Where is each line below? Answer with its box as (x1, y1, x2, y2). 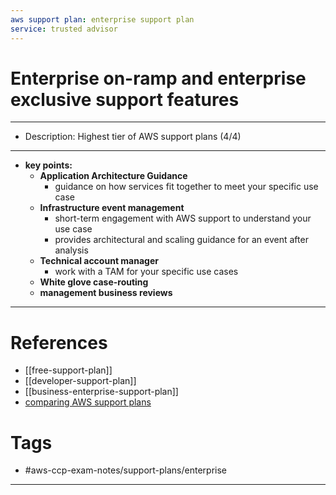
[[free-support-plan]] (24, 364, 113, 376)
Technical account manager (39, 255, 159, 267)
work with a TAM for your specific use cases (54, 266, 239, 278)
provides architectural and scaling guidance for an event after (54, 234, 309, 246)
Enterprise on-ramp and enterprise (10, 67, 307, 90)
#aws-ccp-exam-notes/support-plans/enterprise (24, 464, 228, 476)
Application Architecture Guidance (39, 170, 188, 182)
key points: (24, 159, 73, 171)
